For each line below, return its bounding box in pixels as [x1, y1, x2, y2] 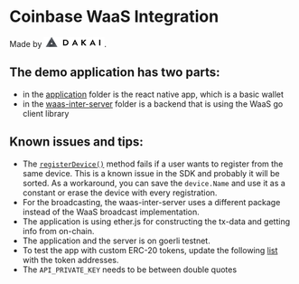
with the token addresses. [22, 254, 119, 265]
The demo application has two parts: [9, 65, 220, 80]
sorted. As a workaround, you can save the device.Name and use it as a [22, 177, 286, 188]
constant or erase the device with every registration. [22, 187, 218, 198]
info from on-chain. [22, 225, 95, 236]
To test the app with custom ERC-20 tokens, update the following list [22, 244, 278, 255]
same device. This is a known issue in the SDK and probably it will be [22, 167, 280, 178]
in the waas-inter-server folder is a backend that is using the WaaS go [22, 98, 284, 109]
